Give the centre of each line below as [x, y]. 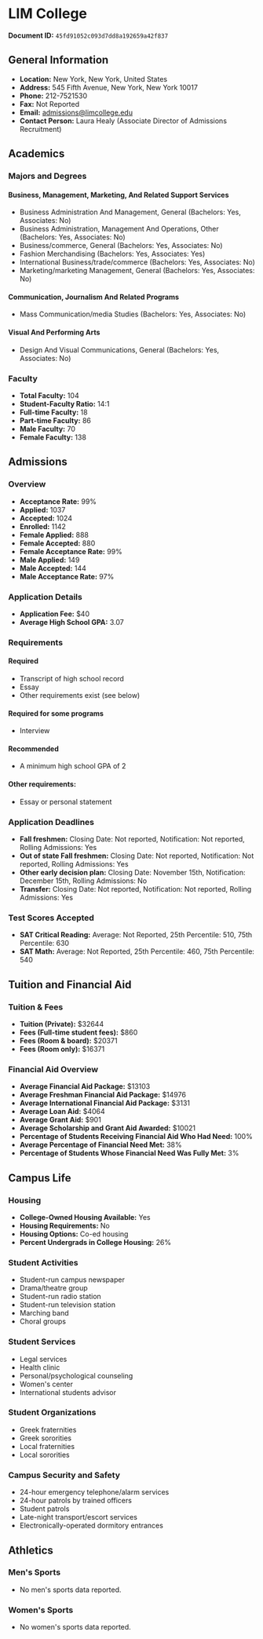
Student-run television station [68, 1305]
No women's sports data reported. [75, 1627]
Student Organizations [52, 1412]
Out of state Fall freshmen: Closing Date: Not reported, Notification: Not [137, 856]
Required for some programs [56, 713]
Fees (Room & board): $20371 [68, 1040]
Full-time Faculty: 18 [53, 412]
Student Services [42, 1341]
